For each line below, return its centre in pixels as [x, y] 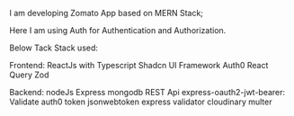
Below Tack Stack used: [54, 48]
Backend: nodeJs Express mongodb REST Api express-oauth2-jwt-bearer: [147, 92]
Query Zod [29, 75]
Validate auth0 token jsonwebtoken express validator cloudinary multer [141, 102]
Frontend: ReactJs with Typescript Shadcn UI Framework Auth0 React [139, 65]
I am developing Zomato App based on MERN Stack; [107, 13]
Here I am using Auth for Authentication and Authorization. [118, 30]
